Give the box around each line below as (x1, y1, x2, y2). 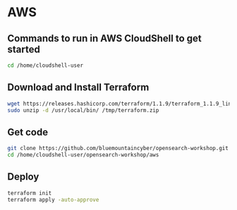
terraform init (7, 190, 52, 197)
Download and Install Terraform (7, 82, 150, 94)
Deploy (7, 171, 39, 183)
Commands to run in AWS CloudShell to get (7, 32, 202, 44)
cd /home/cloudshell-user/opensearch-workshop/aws (7, 152, 159, 159)
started (7, 43, 40, 55)
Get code (7, 126, 48, 138)
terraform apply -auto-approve (7, 196, 99, 203)
